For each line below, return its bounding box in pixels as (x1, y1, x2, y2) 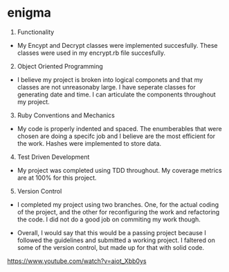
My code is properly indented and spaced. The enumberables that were (17, 124, 223, 133)
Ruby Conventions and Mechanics (17, 111, 116, 119)
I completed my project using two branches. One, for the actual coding (17, 200, 219, 209)
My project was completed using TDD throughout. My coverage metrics (17, 166, 223, 174)
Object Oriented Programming (17, 62, 104, 70)
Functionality (17, 28, 55, 36)
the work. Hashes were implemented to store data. (17, 139, 162, 147)
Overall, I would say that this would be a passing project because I (17, 228, 206, 237)
